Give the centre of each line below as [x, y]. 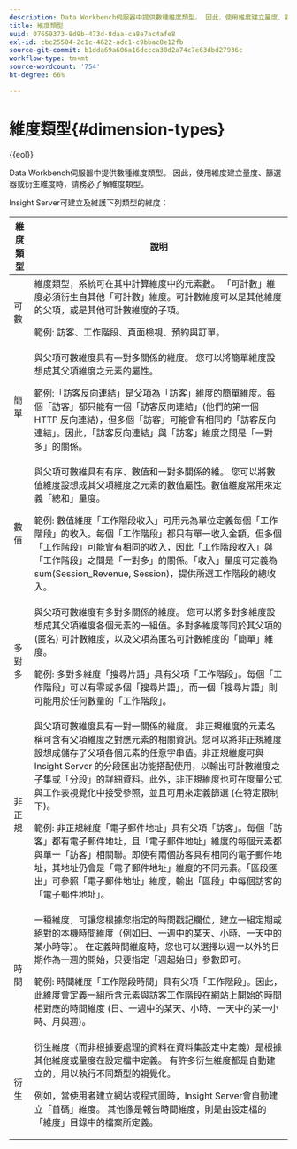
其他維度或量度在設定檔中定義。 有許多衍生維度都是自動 [150, 1060]
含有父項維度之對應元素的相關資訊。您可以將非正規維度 [167, 739]
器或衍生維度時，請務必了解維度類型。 [79, 183]
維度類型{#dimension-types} [117, 129]
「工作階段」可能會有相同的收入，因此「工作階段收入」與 [154, 547]
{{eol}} [21, 154]
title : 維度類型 [36, 26]
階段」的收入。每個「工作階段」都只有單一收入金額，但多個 [158, 534]
